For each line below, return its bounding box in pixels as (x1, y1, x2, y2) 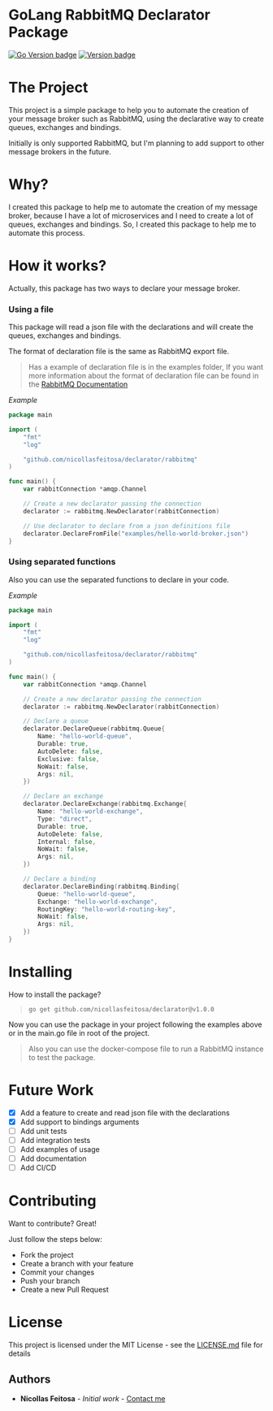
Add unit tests (19, 1126, 67, 1136)
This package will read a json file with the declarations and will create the (8, 322, 254, 332)
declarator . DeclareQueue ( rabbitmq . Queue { (23, 725, 165, 733)
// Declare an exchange (23, 792, 104, 801)
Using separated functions (8, 556, 116, 568)
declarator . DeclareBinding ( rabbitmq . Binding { (23, 882, 180, 890)
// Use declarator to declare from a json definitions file (23, 522, 231, 530)
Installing (8, 963, 73, 981)
